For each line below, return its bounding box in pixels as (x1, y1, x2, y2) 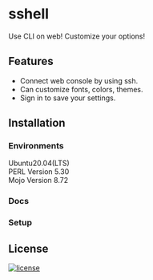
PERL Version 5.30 (8, 167, 70, 177)
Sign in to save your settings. (19, 93, 116, 103)
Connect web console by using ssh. (19, 75, 139, 85)
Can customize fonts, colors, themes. (19, 84, 143, 94)
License (8, 241, 49, 255)
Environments (8, 140, 64, 152)
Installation (8, 116, 66, 130)
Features (8, 55, 54, 68)
